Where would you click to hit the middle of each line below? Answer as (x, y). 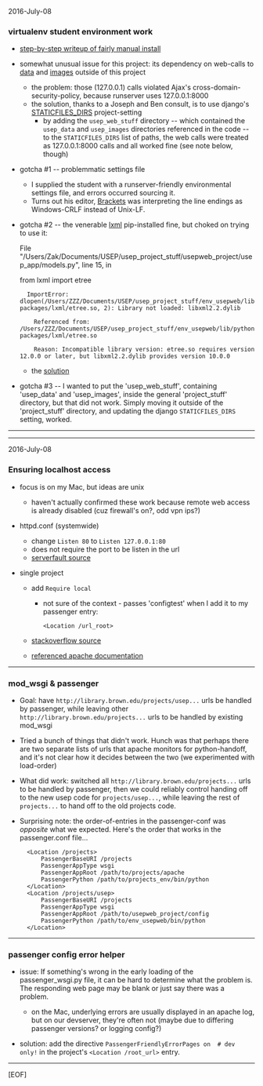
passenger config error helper (67, 954)
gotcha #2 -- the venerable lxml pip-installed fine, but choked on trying (134, 225)
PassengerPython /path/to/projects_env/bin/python (125, 879)
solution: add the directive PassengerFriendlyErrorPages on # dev (127, 1044)
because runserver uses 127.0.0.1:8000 (146, 96)
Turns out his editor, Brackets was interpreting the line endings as (137, 201)
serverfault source (61, 557)
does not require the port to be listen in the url (105, 549)
